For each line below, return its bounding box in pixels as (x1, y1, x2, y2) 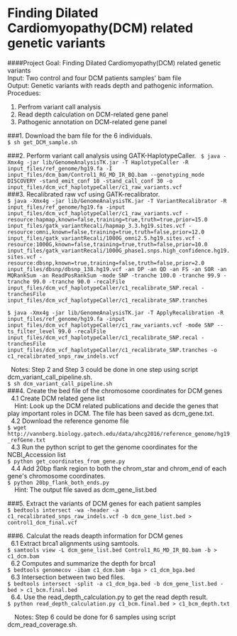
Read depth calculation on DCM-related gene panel (17, 110, 168, 119)
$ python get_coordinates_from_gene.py (7, 458, 126, 465)
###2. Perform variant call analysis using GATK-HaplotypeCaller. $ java (7, 151, 221, 160)
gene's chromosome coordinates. (7, 471, 106, 480)
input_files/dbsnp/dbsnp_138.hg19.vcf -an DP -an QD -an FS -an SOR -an (7, 265, 227, 273)
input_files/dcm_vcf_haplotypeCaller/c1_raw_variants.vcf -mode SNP (7, 322, 214, 329)
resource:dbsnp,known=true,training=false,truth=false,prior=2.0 (7, 259, 204, 267)
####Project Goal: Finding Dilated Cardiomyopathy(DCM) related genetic (7, 58, 221, 67)
